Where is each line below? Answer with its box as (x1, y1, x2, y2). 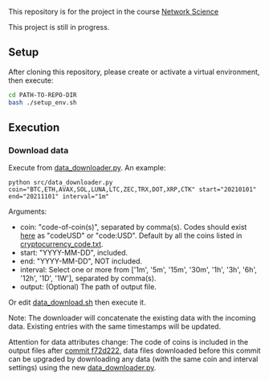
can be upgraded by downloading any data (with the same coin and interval (8, 354, 259, 364)
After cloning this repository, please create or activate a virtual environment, (8, 67, 260, 76)
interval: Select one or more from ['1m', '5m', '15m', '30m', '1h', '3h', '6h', (19, 265, 257, 275)
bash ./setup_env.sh (8, 98, 78, 107)
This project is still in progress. (8, 22, 110, 31)
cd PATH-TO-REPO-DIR (8, 91, 78, 99)
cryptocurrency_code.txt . (19, 239, 104, 249)
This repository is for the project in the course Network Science (8, 7, 219, 16)
